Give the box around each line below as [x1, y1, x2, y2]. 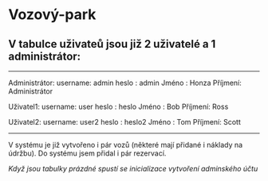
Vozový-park [8, 6, 97, 24]
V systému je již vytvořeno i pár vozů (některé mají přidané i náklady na [8, 141, 243, 149]
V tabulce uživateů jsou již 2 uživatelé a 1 [8, 37, 216, 51]
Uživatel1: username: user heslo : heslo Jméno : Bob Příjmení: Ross [8, 102, 229, 111]
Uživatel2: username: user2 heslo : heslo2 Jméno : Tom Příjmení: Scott [8, 117, 241, 126]
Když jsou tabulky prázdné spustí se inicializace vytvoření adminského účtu [8, 164, 258, 173]
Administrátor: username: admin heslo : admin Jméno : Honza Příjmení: [8, 78, 242, 87]
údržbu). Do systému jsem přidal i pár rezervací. [8, 148, 167, 158]
